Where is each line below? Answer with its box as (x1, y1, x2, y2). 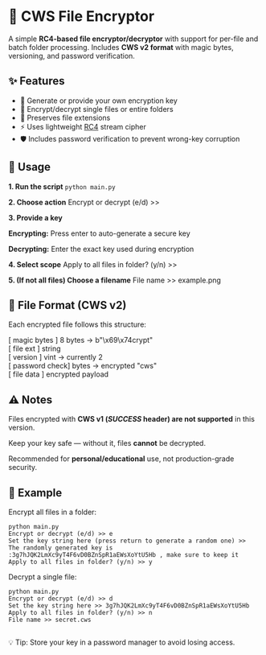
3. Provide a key (8, 212, 63, 222)
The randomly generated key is (8, 544, 113, 552)
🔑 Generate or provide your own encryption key (19, 96, 178, 105)
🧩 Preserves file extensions (19, 113, 111, 122)
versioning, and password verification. (8, 51, 135, 60)
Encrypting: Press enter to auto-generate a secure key (8, 229, 190, 238)
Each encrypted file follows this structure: (8, 319, 147, 329)
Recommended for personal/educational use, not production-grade (8, 454, 235, 463)
